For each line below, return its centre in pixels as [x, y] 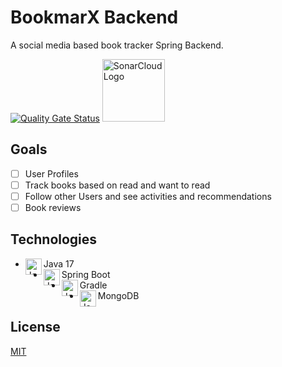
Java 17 [59, 263]
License [35, 327]
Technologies [54, 239]
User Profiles [51, 173]
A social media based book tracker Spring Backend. [117, 45]
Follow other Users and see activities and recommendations [148, 196]
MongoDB [118, 295]
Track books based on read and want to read [117, 185]
